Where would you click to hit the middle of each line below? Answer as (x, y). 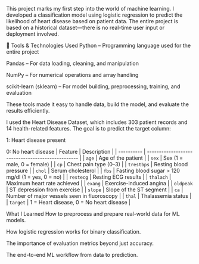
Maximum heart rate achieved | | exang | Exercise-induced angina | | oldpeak (99, 183)
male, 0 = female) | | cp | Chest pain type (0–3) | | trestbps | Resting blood (97, 164)
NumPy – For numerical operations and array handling (72, 75)
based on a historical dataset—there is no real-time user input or (85, 27)
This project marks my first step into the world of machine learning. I (90, 9)
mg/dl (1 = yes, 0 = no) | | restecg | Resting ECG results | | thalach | (89, 177)
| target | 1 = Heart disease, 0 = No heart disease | (69, 202)
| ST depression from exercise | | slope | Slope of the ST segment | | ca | (95, 190)
